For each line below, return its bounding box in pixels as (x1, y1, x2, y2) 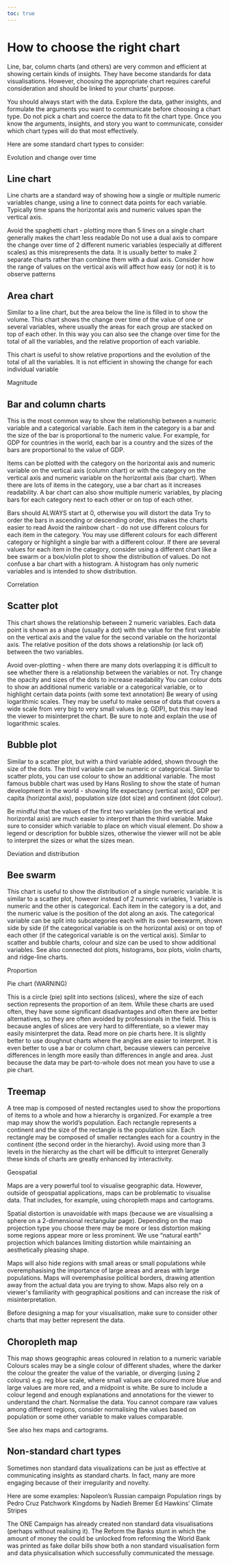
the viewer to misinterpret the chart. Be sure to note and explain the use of (7, 711, 217, 720)
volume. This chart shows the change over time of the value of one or (7, 316, 204, 324)
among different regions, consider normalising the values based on (7, 1406, 196, 1414)
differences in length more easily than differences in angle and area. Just (7, 1051, 214, 1060)
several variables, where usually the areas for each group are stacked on (7, 323, 213, 331)
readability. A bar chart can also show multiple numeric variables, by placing (7, 488, 222, 496)
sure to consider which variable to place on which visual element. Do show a (7, 821, 223, 830)
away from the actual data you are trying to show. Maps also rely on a (7, 1281, 203, 1290)
